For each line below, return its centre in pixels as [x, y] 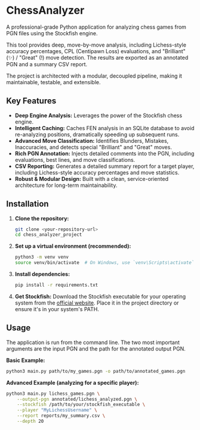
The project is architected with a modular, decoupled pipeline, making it [94, 76]
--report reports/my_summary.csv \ [61, 416]
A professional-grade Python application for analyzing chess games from [96, 27]
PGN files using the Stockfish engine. [52, 33]
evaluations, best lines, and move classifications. [75, 159]
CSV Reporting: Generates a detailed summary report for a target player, [104, 166]
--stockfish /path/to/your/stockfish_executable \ [81, 405]
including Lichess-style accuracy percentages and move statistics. [97, 172]
